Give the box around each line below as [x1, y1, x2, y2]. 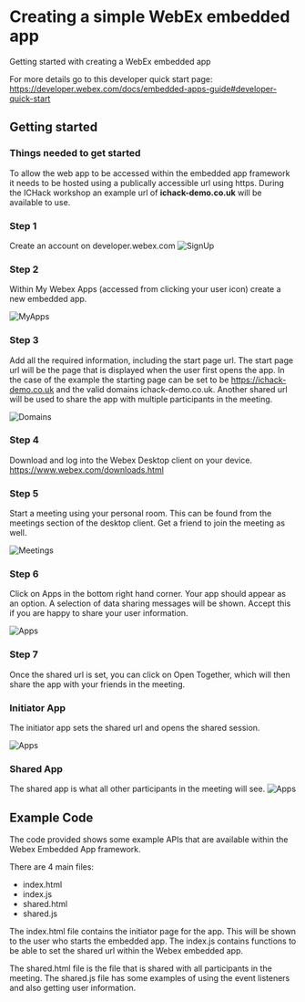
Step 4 [9, 433, 39, 446]
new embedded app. [9, 294, 87, 305]
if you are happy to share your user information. [9, 608, 188, 619]
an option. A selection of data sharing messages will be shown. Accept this [9, 598, 291, 609]
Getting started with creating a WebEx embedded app [9, 56, 211, 67]
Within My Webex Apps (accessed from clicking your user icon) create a [9, 284, 281, 295]
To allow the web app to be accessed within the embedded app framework [9, 167, 290, 179]
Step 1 [9, 219, 37, 232]
